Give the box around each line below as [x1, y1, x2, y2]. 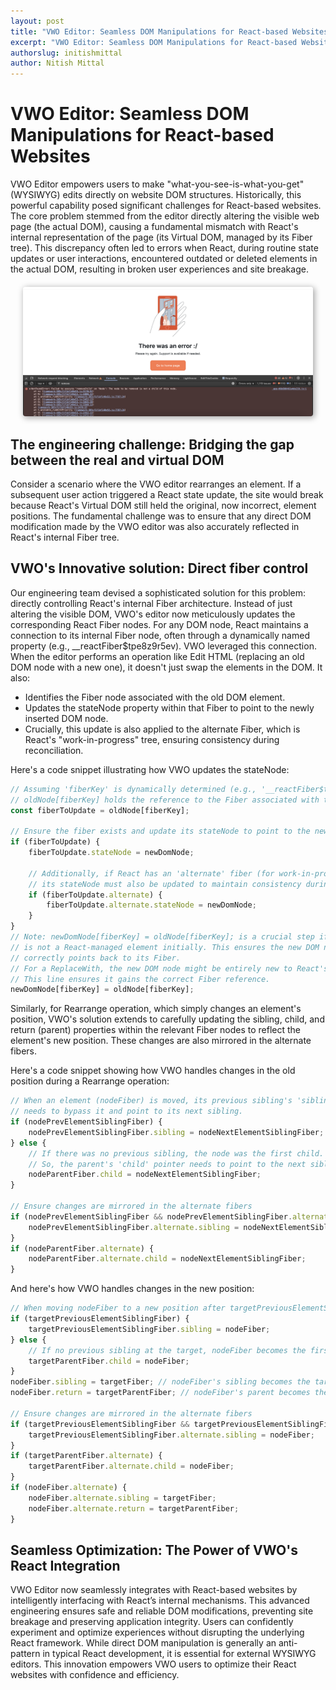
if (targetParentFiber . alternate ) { [10, 1451, 163, 1461]
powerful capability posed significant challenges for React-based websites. [10, 200, 322, 212]
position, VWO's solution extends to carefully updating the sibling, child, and [10, 1013, 325, 1025]
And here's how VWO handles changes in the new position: [10, 1283, 255, 1295]
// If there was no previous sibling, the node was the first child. [28, 1148, 325, 1159]
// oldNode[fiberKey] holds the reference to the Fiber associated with [10, 795, 320, 805]
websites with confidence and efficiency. [10, 1669, 180, 1681]
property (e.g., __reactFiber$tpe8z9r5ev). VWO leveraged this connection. [10, 640, 317, 652]
